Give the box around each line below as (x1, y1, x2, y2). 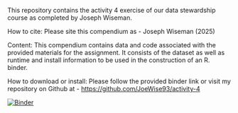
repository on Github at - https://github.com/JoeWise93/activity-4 (7, 85, 200, 93)
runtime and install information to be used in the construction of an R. (7, 56, 210, 64)
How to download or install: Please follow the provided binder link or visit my (7, 77, 231, 85)
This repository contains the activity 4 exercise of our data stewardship (7, 6, 216, 14)
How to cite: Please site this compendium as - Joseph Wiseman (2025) (7, 28, 215, 35)
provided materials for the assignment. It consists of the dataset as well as (7, 49, 225, 56)
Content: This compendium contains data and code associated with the (7, 41, 217, 49)
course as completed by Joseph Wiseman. (7, 13, 133, 22)
